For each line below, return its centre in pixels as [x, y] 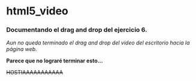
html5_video [37, 11]
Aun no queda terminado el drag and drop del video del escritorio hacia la [98, 43]
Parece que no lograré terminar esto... [55, 61]
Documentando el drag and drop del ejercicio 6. [77, 30]
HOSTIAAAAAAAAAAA [35, 73]
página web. [22, 49]
